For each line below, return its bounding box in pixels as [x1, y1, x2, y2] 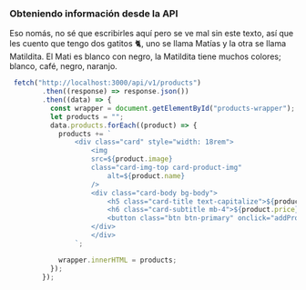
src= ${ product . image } [90, 155, 173, 164]
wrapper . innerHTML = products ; [57, 255, 178, 265]
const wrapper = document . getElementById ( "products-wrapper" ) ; [49, 104, 296, 113]
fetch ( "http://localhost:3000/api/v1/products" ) [13, 78, 202, 88]
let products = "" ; [49, 112, 125, 121]
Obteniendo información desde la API [9, 7, 178, 20]
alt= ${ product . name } [107, 171, 185, 180]
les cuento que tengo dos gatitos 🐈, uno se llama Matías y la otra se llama [9, 38, 287, 49]
